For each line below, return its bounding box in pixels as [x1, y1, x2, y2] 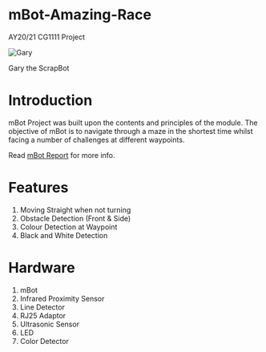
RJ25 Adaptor [19, 310, 66, 320]
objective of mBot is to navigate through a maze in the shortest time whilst [8, 126, 254, 136]
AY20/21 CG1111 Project [8, 32, 86, 42]
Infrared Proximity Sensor [19, 293, 105, 303]
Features [8, 179, 69, 197]
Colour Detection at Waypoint [19, 222, 118, 232]
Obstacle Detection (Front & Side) [19, 213, 131, 223]
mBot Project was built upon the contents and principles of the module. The [8, 118, 258, 127]
